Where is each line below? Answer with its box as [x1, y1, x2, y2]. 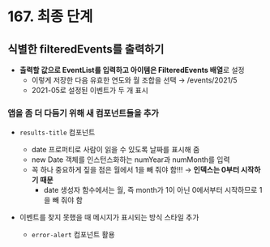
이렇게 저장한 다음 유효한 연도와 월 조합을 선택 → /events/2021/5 [31, 75, 238, 85]
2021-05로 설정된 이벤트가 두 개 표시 [31, 86, 149, 95]
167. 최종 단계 [7, 7, 93, 26]
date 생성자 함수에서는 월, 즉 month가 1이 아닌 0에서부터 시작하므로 [43, 185, 258, 195]
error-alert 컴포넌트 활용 [31, 230, 115, 240]
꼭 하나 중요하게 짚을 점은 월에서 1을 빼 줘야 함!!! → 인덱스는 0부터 [31, 165, 240, 175]
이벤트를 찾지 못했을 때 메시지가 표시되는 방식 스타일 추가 [19, 212, 199, 223]
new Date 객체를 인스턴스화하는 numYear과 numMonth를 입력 [31, 155, 230, 164]
